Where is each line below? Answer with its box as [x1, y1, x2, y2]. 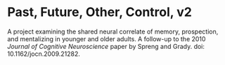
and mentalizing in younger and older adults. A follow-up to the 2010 [7, 34, 206, 43]
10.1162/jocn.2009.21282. [7, 50, 81, 58]
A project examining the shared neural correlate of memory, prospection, [7, 27, 219, 36]
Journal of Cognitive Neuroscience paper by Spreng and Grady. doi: [7, 42, 205, 50]
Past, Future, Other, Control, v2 [7, 4, 192, 20]
